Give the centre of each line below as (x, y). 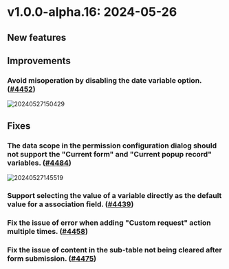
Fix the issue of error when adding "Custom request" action (109, 223)
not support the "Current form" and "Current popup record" (109, 154)
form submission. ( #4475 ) (52, 258)
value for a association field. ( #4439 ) (70, 204)
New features (37, 38)
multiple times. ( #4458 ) (47, 231)
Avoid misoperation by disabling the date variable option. (105, 80)
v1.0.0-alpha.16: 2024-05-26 (92, 12)
